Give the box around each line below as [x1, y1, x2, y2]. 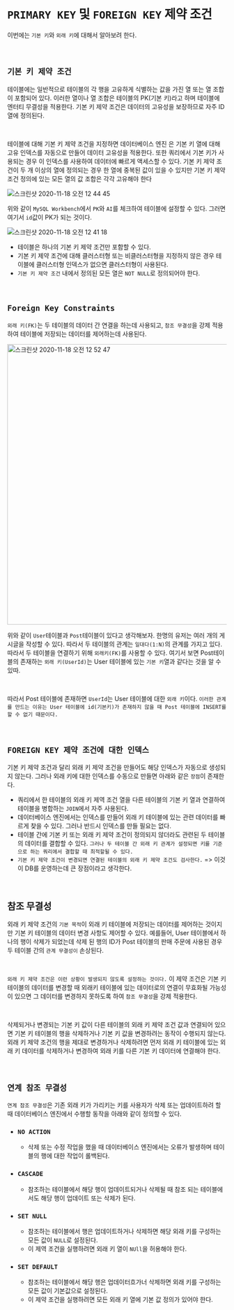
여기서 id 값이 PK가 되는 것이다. [7, 213, 93, 221]
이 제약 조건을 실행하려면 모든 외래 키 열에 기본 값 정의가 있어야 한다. [27, 1295, 214, 1304]
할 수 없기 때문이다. [7, 711, 58, 718]
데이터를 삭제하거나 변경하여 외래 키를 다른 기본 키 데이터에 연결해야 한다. [22, 1046, 221, 1056]
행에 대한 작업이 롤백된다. [40, 1151, 110, 1160]
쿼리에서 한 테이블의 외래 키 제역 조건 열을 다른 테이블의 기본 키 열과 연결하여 [17, 796, 226, 804]
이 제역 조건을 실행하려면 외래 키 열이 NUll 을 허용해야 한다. [27, 1244, 187, 1253]
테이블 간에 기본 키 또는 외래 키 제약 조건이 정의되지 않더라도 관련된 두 [17, 830, 207, 839]
